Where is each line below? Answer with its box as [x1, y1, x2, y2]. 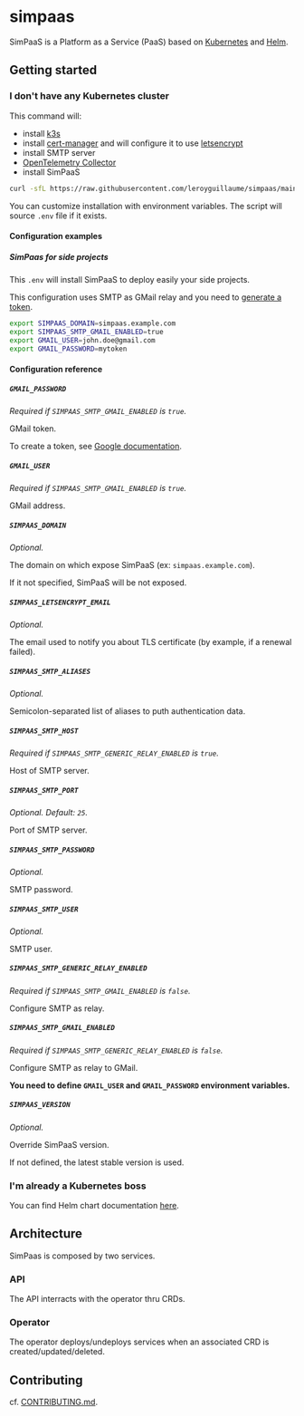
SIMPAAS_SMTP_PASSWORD [9, 845, 95, 854]
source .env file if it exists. [9, 210, 108, 221]
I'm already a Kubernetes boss [9, 1180, 147, 1192]
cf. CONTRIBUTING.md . [9, 1397, 98, 1408]
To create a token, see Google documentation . [9, 441, 183, 452]
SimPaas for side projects [9, 251, 109, 262]
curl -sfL [9, 184, 47, 193]
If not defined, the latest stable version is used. [9, 1157, 185, 1168]
